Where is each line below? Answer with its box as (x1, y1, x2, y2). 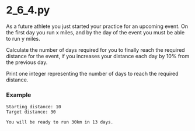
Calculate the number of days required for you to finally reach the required (6, 46, 185, 53)
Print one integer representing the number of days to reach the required (6, 70, 179, 77)
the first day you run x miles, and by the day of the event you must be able (6, 29, 185, 36)
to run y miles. (6, 35, 40, 42)
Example (6, 91, 32, 99)
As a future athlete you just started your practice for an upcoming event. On (6, 23, 189, 30)
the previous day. (6, 59, 48, 66)
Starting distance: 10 (6, 104, 61, 110)
